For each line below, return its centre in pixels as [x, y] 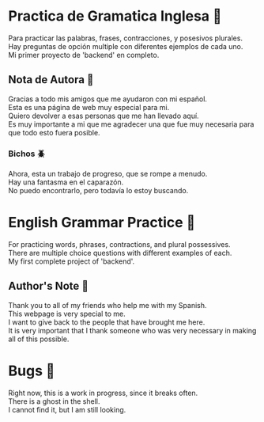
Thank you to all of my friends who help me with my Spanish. [107, 305]
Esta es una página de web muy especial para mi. [89, 107]
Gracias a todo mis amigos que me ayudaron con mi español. [108, 99]
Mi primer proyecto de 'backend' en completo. [84, 55]
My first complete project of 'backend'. [72, 261]
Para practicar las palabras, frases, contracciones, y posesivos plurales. [126, 38]
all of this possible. [39, 339]
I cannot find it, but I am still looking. [67, 409]
